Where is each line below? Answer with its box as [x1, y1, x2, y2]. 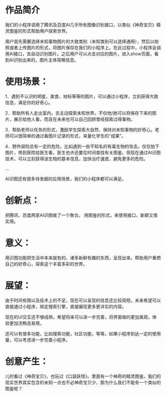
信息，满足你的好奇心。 [5, 99, 53, 105]
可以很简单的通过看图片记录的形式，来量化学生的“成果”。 [9, 133, 126, 139]
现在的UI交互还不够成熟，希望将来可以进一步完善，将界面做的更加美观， [5, 314, 153, 320]
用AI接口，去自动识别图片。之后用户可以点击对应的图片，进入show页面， [5, 50, 155, 57]
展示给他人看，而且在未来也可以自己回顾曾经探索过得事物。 [13, 116, 135, 122]
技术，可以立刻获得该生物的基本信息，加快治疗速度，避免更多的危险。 [5, 156, 148, 161]
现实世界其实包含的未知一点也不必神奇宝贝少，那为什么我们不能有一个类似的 [5, 379, 161, 385]
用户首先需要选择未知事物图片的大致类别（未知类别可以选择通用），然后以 [5, 38, 155, 44]
